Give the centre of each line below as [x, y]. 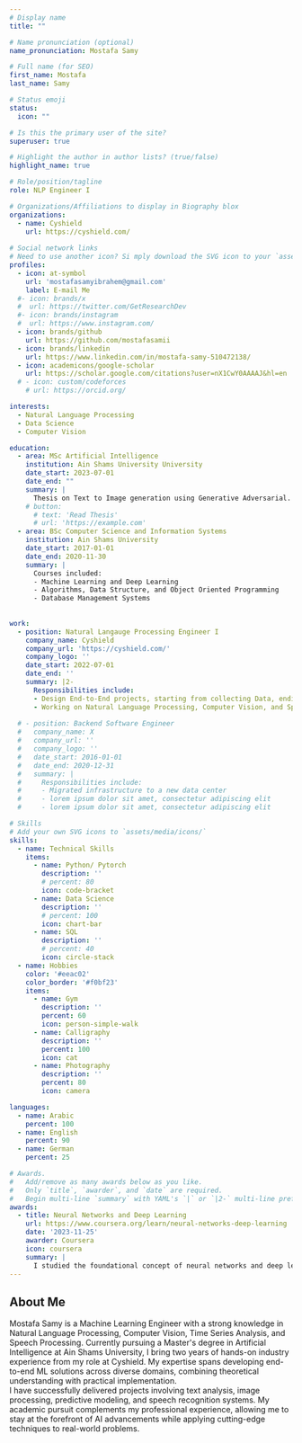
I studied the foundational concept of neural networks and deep [158, 1265]
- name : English [48, 1132]
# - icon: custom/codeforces [72, 382]
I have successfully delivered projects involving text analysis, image [135, 1391]
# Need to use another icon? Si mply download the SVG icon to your [140, 257]
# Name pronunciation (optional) [72, 42]
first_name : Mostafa [48, 76]
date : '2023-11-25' [62, 1233]
